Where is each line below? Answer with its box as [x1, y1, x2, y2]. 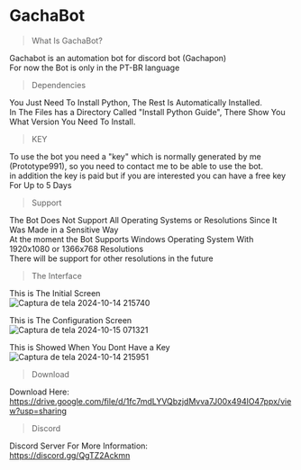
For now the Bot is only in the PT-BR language [9, 62, 180, 73]
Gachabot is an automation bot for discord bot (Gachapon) [9, 52, 227, 63]
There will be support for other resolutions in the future [9, 253, 214, 264]
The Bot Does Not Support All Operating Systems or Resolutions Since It [9, 214, 278, 225]
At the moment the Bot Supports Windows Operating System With [9, 233, 254, 244]
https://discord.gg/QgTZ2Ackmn [9, 449, 131, 460]
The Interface [31, 270, 83, 281]
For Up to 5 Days [9, 179, 72, 190]
